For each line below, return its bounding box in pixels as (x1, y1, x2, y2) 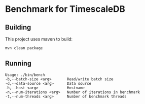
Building (5, 23, 31, 32)
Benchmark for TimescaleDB (5, 3, 126, 15)
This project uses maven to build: (5, 36, 73, 42)
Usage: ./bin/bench (5, 72, 45, 77)
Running (5, 59, 32, 68)
